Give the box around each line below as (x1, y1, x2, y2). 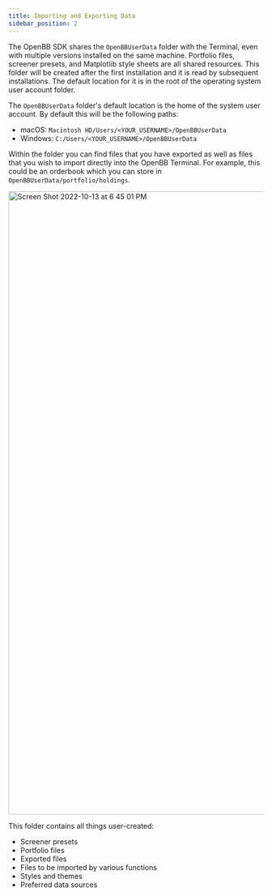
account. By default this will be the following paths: (8, 109, 179, 118)
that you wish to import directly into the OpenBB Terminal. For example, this (8, 157, 261, 167)
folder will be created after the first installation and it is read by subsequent (8, 67, 259, 77)
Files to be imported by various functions (19, 862, 158, 872)
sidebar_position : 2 (8, 19, 79, 28)
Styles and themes (19, 871, 83, 881)
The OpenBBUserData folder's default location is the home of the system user (8, 100, 261, 110)
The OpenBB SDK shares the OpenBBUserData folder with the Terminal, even (8, 41, 258, 51)
